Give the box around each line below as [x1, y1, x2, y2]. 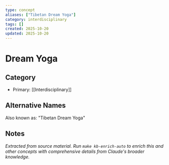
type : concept [5, 7, 36, 13]
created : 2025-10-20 [5, 26, 49, 31]
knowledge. [5, 153, 30, 160]
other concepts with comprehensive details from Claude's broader [5, 148, 145, 154]
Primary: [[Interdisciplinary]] [12, 87, 72, 92]
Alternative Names [5, 101, 66, 110]
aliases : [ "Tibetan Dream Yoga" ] [5, 12, 76, 17]
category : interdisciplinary [5, 17, 67, 22]
